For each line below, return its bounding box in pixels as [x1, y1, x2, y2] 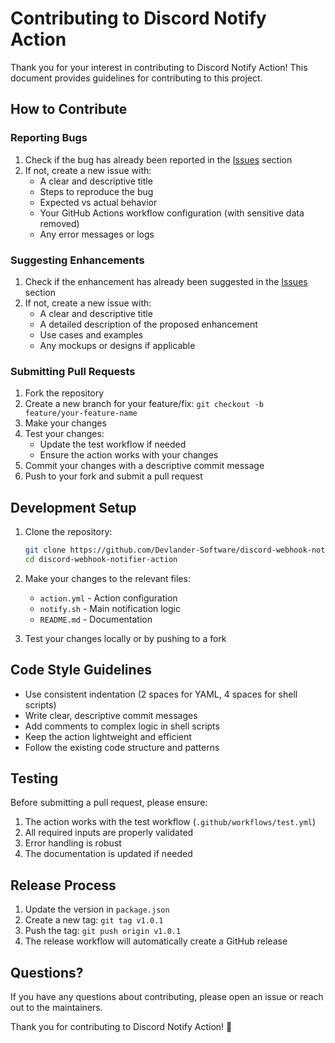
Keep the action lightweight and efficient [24, 730, 192, 742]
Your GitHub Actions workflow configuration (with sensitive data [39, 207, 305, 219]
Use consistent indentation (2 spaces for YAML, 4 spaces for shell [24, 688, 298, 700]
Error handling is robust [24, 837, 122, 849]
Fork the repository [24, 387, 105, 399]
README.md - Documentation [39, 613, 153, 625]
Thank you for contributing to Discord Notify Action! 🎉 [10, 1021, 233, 1033]
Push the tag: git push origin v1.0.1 [24, 925, 182, 937]
